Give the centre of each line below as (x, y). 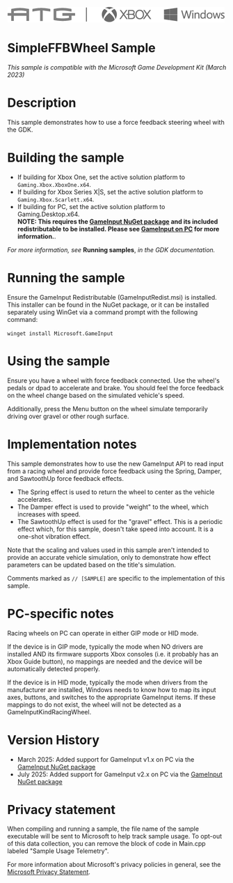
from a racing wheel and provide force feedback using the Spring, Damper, (115, 471)
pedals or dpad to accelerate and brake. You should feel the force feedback (115, 387)
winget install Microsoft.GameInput (60, 333)
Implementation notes (72, 444)
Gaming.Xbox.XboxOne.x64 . (54, 184)
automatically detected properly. (54, 668)
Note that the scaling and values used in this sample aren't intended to (108, 550)
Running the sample (66, 278)
